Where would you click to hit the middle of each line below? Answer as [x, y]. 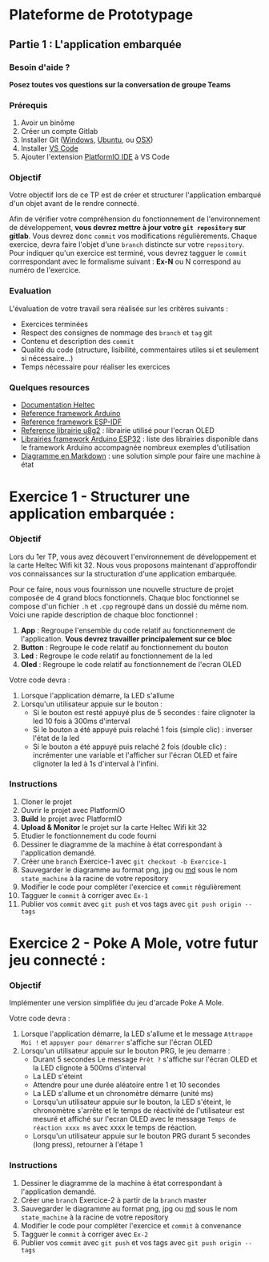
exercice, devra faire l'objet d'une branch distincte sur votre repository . [127, 245]
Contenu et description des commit [77, 341]
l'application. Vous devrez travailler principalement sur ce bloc [126, 638]
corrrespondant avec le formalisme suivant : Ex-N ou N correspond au [125, 261]
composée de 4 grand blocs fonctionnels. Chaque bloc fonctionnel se [124, 597]
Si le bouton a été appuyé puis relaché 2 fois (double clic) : [129, 746]
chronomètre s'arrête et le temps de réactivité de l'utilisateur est [139, 1110]
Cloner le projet [46, 801]
